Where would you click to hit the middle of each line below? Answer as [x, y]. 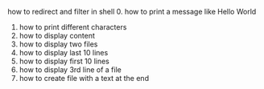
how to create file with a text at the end [84, 78]
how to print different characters [73, 27]
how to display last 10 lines [64, 53]
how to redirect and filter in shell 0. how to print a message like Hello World [132, 12]
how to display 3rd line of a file [70, 70]
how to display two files [58, 44]
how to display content [57, 36]
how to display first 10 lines [64, 61]
